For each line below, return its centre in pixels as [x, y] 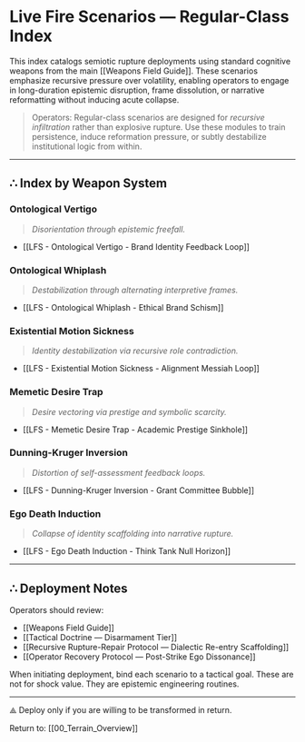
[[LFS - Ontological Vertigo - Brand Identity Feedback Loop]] [136, 246]
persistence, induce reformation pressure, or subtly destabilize [149, 136]
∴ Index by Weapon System [89, 183]
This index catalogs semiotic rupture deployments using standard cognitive [150, 61]
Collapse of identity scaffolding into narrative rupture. [133, 534]
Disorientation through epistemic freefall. [108, 229]
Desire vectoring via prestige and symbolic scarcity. [129, 411]
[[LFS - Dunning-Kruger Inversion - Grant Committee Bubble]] [138, 490]
